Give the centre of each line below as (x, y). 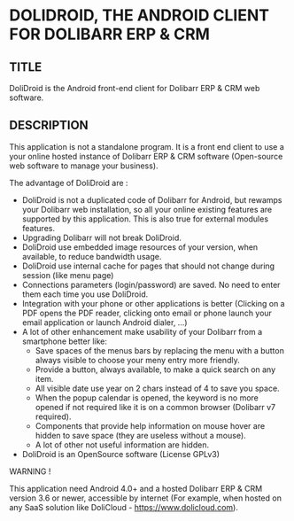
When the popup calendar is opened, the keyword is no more (147, 397)
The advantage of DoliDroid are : (69, 183)
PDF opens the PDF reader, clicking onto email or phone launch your (147, 313)
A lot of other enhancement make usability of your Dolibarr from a (142, 331)
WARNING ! (30, 471)
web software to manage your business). (84, 166)
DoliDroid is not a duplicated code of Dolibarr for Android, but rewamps (152, 199)
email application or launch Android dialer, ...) (104, 322)
